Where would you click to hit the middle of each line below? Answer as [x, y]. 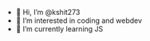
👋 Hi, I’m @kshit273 [48, 12]
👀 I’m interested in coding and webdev [79, 20]
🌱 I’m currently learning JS [59, 29]
